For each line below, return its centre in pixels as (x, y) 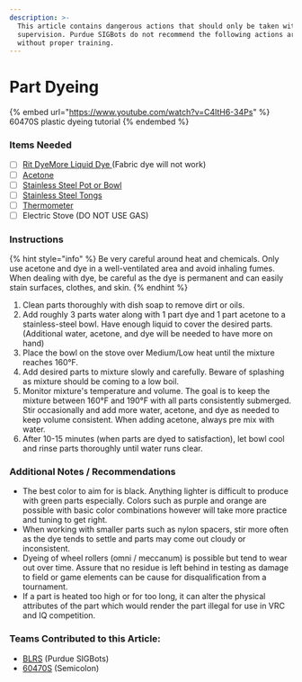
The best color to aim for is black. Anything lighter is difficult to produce (155, 491)
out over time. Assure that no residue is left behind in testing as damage (155, 568)
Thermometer (48, 205)
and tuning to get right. (65, 520)
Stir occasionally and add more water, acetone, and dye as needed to (151, 410)
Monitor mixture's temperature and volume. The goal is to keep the (146, 391)
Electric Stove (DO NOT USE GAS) (85, 215)
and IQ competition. (59, 615)
